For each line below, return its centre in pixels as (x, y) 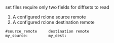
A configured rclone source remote (49, 17)
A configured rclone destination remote (53, 22)
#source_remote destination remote (47, 31)
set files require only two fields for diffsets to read (58, 7)
